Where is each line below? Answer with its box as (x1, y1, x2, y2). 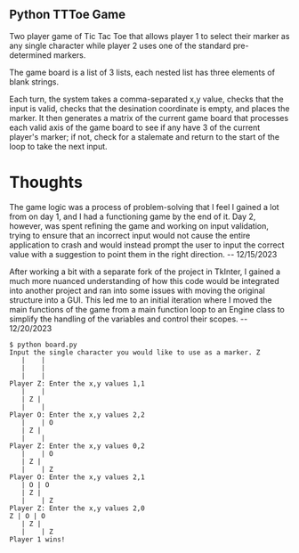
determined (9, 49, 52, 61)
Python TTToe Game (9, 7, 126, 22)
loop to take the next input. (9, 141, 109, 151)
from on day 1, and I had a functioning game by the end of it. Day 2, (9, 211, 256, 222)
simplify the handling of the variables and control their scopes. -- (9, 313, 248, 324)
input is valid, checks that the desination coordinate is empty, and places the (9, 102, 290, 114)
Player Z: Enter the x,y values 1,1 (9, 378, 145, 388)
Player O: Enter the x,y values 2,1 (9, 472, 145, 482)
